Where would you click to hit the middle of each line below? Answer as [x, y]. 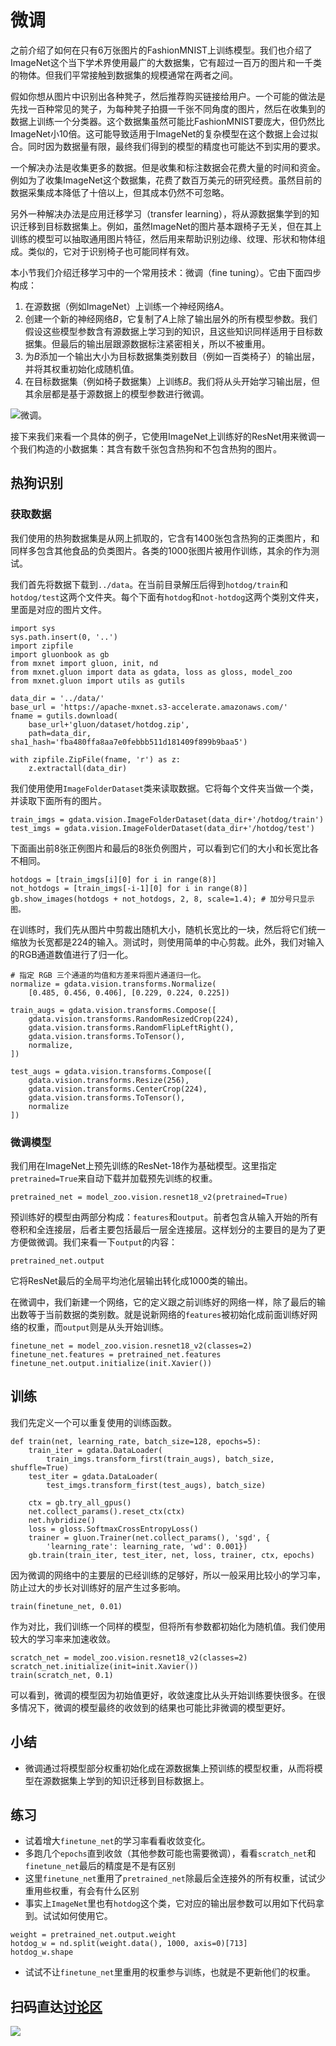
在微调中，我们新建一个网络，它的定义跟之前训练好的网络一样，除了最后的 [163, 1302]
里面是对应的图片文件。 [58, 609]
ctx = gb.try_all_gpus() [80, 1502]
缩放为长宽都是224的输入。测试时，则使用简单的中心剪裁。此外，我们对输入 [167, 942]
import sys [33, 628]
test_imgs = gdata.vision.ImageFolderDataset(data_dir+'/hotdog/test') [162, 828]
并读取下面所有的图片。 [58, 800]
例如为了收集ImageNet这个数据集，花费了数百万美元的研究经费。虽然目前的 [166, 180]
